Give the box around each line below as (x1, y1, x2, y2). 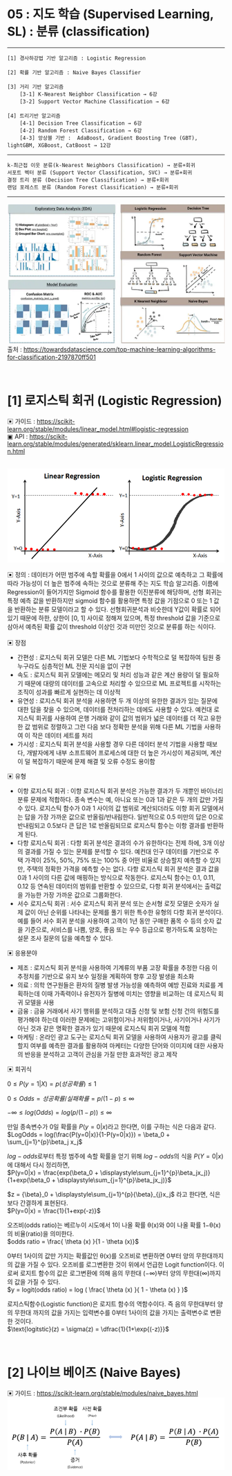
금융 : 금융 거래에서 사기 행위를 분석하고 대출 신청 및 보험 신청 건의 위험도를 (17, 1007, 220, 1016)
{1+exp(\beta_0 (7, 1176, 50, 1184)
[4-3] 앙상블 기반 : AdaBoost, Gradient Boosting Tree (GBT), (19, 134, 198, 141)
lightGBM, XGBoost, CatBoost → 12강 (7, 141, 112, 149)
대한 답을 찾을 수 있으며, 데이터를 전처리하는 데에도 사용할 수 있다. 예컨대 (17, 705, 213, 714)
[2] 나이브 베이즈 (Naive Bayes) (7, 1365, 182, 1380)
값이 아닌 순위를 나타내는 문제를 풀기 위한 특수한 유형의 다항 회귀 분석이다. (24, 908, 224, 917)
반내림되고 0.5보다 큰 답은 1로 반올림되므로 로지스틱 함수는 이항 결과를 (17, 822, 206, 830)
